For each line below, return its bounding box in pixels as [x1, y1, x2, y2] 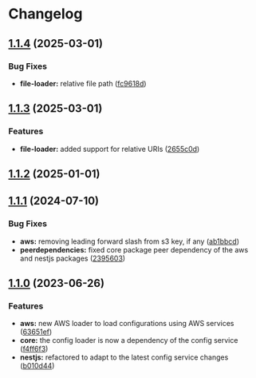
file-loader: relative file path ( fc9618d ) [19, 78, 147, 88]
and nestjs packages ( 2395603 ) [19, 253, 126, 263]
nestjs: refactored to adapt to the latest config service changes [19, 352, 229, 362]
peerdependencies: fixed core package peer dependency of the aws [19, 245, 249, 254]
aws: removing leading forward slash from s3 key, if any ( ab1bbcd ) [19, 237, 239, 246]
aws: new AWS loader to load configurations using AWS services [19, 319, 234, 328]
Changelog [8, 5, 83, 23]
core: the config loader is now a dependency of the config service [19, 336, 238, 345]
